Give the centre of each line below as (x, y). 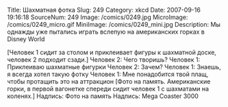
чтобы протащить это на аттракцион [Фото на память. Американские (109, 81)
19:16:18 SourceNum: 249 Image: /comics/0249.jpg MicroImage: (98, 17)
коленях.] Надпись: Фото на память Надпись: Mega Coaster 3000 (103, 96)
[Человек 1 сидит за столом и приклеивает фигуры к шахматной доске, (112, 52)
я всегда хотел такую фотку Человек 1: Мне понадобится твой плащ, (108, 74)
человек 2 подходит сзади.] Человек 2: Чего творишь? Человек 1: (104, 60)
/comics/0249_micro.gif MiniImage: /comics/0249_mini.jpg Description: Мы (114, 24)
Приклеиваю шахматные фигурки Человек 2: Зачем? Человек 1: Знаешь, (114, 67)
